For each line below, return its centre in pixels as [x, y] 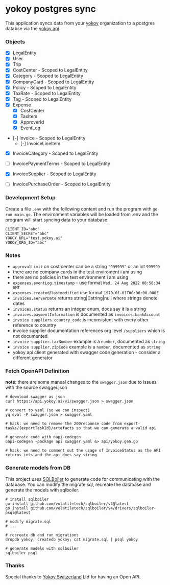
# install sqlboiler [27, 499]
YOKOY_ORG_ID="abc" [26, 242]
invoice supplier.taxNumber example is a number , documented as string [89, 341]
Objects [15, 41]
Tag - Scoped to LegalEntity [42, 99]
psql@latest [18, 512]
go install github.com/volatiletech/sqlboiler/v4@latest [67, 504]
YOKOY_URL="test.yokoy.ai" [34, 238]
